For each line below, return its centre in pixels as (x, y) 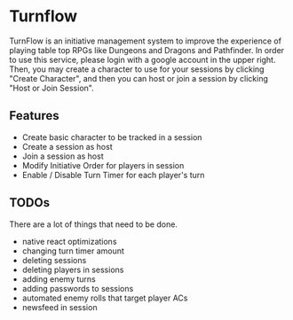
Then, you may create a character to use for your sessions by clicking (137, 69)
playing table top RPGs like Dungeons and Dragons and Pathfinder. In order (147, 50)
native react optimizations (69, 241)
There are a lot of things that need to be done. (93, 224)
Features (34, 116)
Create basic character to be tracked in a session (112, 137)
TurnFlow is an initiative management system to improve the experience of (146, 41)
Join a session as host (63, 156)
